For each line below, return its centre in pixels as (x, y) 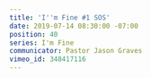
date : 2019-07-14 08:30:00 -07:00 (74, 26)
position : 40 (34, 34)
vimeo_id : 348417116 (48, 59)
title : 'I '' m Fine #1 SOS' (60, 17)
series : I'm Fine (42, 43)
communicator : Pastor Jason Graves (76, 51)
